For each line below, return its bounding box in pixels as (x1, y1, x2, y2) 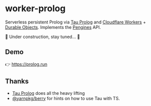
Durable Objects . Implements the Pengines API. (5, 24, 101, 30)
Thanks (5, 77, 29, 85)
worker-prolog (5, 3, 66, 14)
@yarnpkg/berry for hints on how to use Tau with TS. (12, 95, 120, 101)
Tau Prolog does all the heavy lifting (12, 90, 85, 96)
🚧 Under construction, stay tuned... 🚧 (5, 34, 80, 40)
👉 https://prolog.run (5, 61, 48, 67)
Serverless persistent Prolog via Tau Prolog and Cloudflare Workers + (5, 19, 146, 25)
